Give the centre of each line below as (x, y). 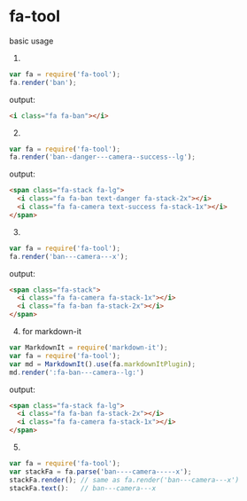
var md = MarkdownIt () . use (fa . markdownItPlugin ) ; (103, 364)
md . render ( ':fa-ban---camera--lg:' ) (77, 372)
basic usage (31, 41)
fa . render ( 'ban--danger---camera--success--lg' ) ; (103, 157)
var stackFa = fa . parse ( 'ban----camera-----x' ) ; (100, 472)
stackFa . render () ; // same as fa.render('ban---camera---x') (124, 480)
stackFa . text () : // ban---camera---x (83, 488)
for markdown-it (52, 332)
